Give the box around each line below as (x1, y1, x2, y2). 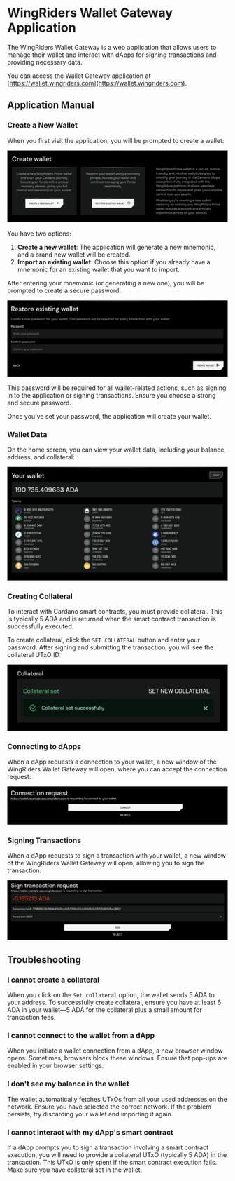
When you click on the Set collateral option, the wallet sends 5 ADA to (7, 991, 215, 999)
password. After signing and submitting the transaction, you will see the (7, 643, 214, 652)
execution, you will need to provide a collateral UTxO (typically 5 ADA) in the (7, 1150, 227, 1159)
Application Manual (7, 100, 94, 112)
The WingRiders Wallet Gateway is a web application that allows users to (7, 43, 217, 51)
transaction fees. (7, 1013, 56, 1022)
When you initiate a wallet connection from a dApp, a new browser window (7, 1046, 223, 1055)
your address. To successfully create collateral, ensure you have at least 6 (7, 998, 222, 1007)
